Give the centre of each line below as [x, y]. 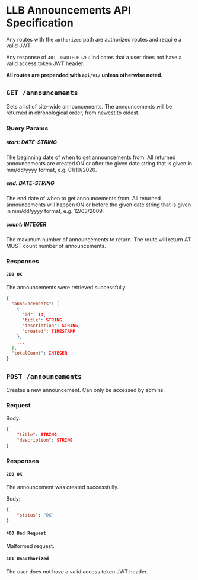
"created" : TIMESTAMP [49, 331]
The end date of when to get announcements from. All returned [84, 198]
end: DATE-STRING [30, 183]
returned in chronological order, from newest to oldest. [73, 113]
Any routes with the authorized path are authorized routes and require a [94, 39]
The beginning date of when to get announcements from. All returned [91, 157]
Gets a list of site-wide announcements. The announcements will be [89, 106]
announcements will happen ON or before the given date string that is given [99, 205]
